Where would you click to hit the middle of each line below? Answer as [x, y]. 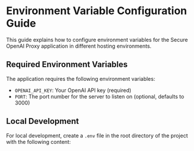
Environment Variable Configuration [97, 11]
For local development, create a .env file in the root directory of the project [97, 135]
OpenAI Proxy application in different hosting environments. [79, 46]
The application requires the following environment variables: [81, 78]
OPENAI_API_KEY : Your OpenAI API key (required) [73, 90]
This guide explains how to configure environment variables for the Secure [97, 40]
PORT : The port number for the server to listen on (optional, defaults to [99, 96]
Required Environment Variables [67, 65]
